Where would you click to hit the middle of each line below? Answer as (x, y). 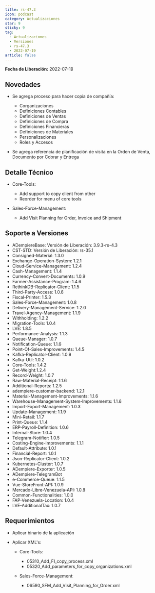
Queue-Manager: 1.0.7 (35, 339)
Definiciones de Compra (44, 122)
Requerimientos (30, 521)
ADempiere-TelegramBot (37, 474)
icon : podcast (19, 14)
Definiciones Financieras (44, 127)
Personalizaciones (38, 137)
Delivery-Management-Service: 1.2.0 (49, 307)
